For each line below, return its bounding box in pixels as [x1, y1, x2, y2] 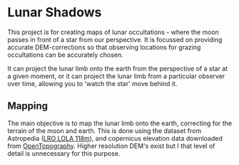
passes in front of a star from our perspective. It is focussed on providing [7, 35, 223, 43]
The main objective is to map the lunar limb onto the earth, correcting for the [7, 119, 233, 127]
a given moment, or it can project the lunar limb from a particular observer [7, 72, 225, 80]
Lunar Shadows [7, 4, 102, 21]
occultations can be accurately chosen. [7, 50, 123, 59]
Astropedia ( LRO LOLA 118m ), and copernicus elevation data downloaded [7, 134, 223, 142]
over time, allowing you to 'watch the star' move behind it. [7, 79, 178, 87]
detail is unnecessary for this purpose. [7, 149, 121, 157]
